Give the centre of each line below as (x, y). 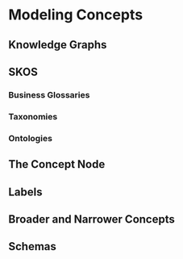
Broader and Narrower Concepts (91, 219)
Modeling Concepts (76, 15)
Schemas (32, 246)
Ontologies (30, 138)
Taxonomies (33, 116)
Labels (25, 192)
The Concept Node (57, 164)
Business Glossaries (49, 94)
